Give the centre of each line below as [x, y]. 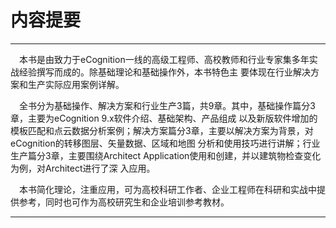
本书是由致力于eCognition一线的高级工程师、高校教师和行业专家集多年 [164, 59]
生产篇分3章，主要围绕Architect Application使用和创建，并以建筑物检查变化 [166, 155]
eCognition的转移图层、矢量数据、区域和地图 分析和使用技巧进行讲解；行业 [165, 143]
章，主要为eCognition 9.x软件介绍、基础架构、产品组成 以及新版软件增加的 [164, 118]
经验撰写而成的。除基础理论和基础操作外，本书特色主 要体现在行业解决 [164, 72]
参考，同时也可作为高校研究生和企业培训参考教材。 [124, 202]
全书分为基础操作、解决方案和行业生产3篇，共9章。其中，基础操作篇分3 [167, 105]
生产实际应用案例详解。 [76, 84]
